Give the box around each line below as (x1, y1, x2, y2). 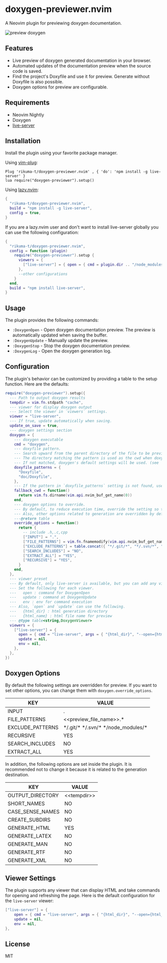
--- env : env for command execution (9, 600, 92, 605)
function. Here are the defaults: (5, 381, 70, 387)
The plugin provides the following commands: (5, 317, 99, 323)
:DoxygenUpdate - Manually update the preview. (12, 337, 108, 343)
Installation (5, 136, 41, 145)
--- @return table (14, 516, 50, 521)
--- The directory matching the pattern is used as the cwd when (14, 456, 153, 461)
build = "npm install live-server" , (9, 286, 85, 291)
